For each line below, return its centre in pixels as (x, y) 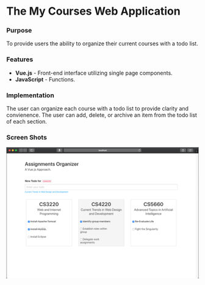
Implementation (31, 95)
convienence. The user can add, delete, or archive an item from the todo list (102, 115)
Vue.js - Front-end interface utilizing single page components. (94, 73)
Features (20, 59)
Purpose (19, 31)
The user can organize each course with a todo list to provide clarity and (98, 109)
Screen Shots (27, 137)
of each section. (27, 122)
